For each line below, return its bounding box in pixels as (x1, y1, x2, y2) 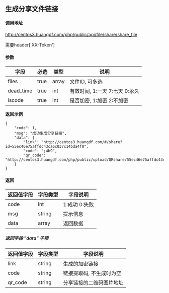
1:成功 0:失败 (63, 201, 94, 208)
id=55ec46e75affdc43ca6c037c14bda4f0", (5, 144, 89, 149)
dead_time (8, 87, 33, 94)
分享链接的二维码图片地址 (63, 279, 124, 286)
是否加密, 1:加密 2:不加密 (69, 97, 129, 104)
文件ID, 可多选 (69, 78, 103, 85)
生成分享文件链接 (5, 5, 58, 14)
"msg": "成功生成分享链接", (14, 131, 67, 136)
